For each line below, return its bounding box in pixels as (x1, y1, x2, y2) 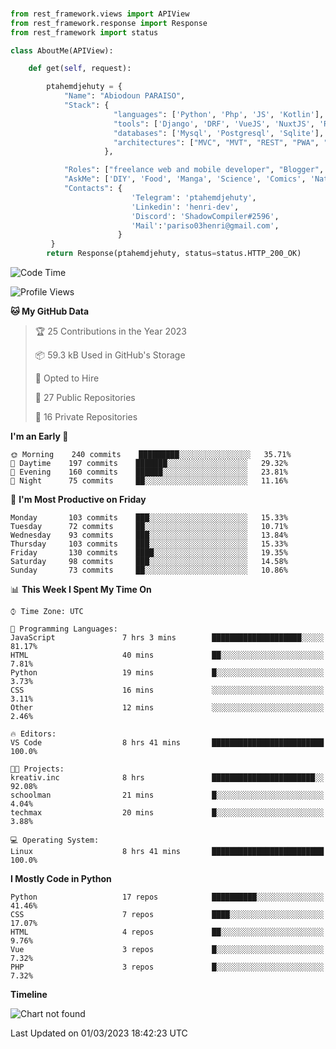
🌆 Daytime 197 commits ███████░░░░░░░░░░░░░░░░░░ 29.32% (10, 459, 288, 469)
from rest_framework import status (10, 27, 159, 38)
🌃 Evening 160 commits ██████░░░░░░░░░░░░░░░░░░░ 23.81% (10, 467, 288, 478)
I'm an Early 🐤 (10, 430, 69, 443)
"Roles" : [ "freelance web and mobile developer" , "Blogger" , (63, 165, 325, 175)
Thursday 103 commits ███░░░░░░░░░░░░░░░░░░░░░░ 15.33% (10, 539, 288, 549)
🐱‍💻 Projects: (10, 764, 65, 774)
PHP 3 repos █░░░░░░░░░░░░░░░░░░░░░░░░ (10, 962, 325, 973)
